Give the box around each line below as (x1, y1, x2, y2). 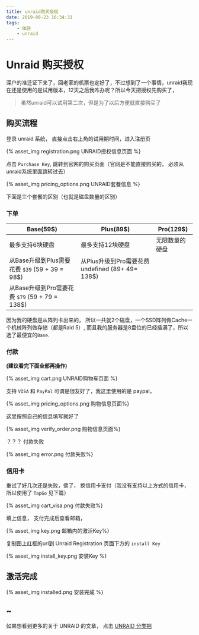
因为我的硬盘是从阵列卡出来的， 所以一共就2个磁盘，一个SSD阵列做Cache (6, 316, 188, 324)
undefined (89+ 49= (81, 265, 138, 274)
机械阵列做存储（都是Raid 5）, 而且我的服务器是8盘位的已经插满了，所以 (11, 324, 188, 331)
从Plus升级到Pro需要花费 (81, 257, 150, 265)
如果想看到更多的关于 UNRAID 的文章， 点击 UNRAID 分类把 (6, 623, 152, 630)
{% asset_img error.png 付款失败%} (6, 451, 94, 458)
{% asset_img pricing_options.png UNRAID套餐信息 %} (6, 180, 140, 187)
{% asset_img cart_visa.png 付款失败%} (6, 502, 104, 509)
